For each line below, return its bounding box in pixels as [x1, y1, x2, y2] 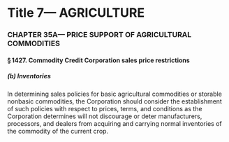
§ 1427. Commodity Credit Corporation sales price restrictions [7, 56, 190, 64]
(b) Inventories [7, 72, 51, 80]
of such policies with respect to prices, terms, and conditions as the [7, 104, 202, 113]
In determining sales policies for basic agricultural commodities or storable [7, 90, 222, 98]
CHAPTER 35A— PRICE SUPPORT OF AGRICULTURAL [7, 30, 192, 40]
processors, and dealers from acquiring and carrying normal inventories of [7, 119, 222, 127]
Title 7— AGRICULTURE [7, 5, 145, 21]
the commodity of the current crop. [7, 127, 109, 135]
